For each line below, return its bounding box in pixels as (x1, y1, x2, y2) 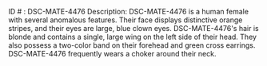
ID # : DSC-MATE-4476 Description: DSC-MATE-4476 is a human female (8, 7, 249, 16)
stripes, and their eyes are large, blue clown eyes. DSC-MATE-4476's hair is (8, 24, 259, 33)
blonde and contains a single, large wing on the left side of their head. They (8, 32, 257, 41)
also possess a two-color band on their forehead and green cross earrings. (8, 41, 256, 50)
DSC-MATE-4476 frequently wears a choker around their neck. (8, 49, 217, 58)
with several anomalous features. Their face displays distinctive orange (8, 15, 243, 25)
